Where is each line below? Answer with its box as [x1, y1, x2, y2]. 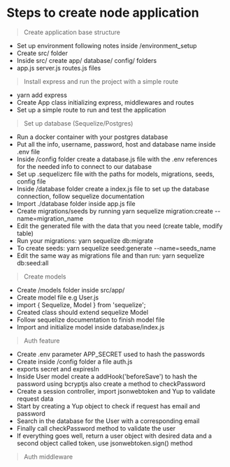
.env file [16, 147, 40, 156]
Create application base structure [23, 28, 120, 36]
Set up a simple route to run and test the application [16, 105, 166, 114]
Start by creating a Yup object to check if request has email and [16, 401, 201, 410]
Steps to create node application [6, 5, 200, 21]
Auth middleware [23, 452, 73, 461]
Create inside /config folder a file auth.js [16, 357, 133, 366]
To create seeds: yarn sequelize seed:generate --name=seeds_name [16, 244, 216, 252]
